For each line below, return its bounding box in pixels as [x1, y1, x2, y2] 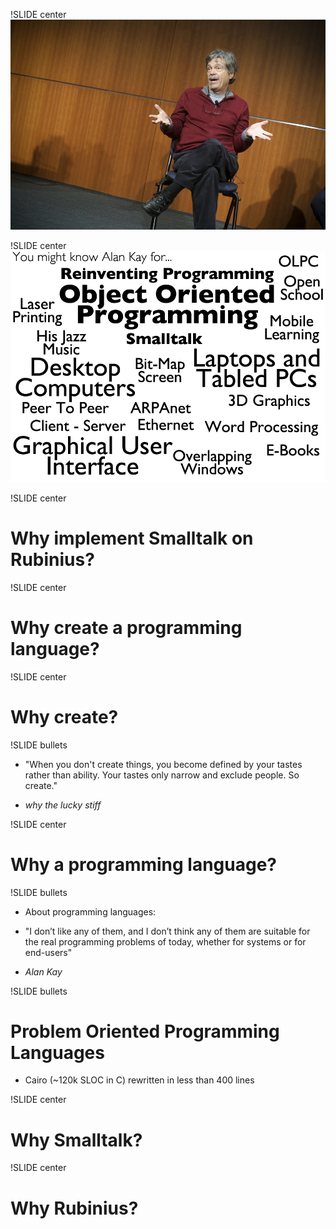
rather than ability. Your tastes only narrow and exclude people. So [24, 769, 300, 781]
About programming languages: [24, 905, 157, 918]
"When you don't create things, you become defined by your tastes [24, 758, 303, 770]
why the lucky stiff [24, 799, 102, 811]
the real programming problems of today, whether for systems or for [24, 935, 307, 948]
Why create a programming [10, 616, 243, 639]
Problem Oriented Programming [10, 1020, 280, 1043]
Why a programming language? [10, 853, 278, 876]
